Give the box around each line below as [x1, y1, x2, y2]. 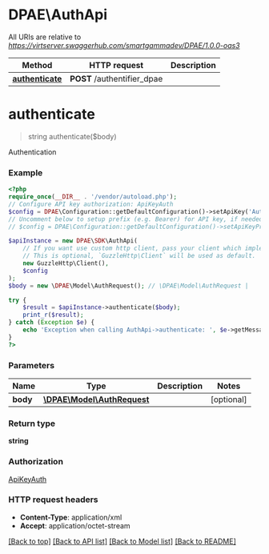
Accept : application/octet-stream [19, 520, 130, 530]
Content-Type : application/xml [19, 512, 122, 522]
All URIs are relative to [8, 32, 82, 42]
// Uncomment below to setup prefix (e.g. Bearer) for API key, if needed [8, 215, 263, 223]
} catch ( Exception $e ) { [8, 319, 94, 327]
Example [8, 167, 43, 178]
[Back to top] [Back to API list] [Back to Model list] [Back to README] [8, 536, 236, 546]
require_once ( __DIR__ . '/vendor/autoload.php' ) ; [8, 193, 178, 201]
